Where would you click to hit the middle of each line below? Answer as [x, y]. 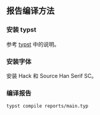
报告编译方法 [30, 11]
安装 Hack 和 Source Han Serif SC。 [52, 75]
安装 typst [21, 30]
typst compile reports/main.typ [47, 106]
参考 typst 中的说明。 [33, 44]
